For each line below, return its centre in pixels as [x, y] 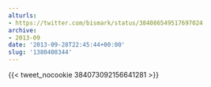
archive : [23, 30]
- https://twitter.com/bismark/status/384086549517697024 [105, 23]
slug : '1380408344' [40, 52]
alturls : [23, 15]
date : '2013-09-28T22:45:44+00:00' [67, 45]
